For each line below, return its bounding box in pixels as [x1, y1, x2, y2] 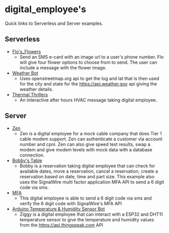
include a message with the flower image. [19, 64, 107, 70]
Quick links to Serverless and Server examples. [5, 20, 103, 26]
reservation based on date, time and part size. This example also [19, 173, 155, 179]
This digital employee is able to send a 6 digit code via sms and [19, 195, 152, 201]
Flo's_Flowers [12, 48, 41, 54]
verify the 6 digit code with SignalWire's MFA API [19, 200, 122, 206]
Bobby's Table [12, 157, 43, 163]
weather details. [19, 86, 54, 92]
